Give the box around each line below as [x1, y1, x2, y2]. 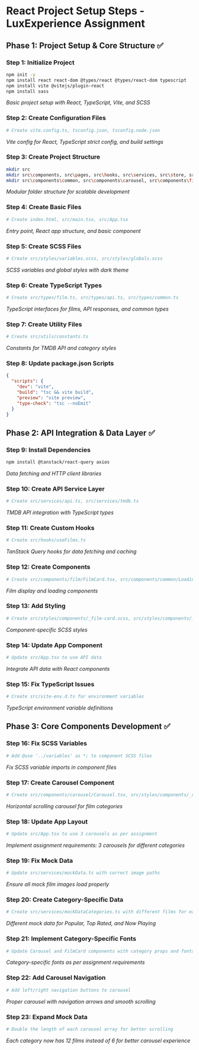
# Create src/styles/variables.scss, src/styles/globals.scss [6, 256, 163, 261]
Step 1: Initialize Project [6, 58, 75, 67]
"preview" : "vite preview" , [17, 395, 86, 401]
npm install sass [6, 88, 49, 94]
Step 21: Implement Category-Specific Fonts [6, 935, 137, 943]
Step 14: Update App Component [6, 641, 102, 649]
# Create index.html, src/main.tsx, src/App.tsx [6, 216, 129, 222]
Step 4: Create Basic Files [6, 203, 82, 212]
